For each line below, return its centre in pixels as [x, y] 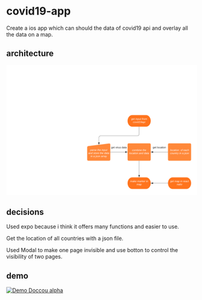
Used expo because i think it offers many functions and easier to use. [93, 227]
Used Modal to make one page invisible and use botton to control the [92, 250]
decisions [25, 212]
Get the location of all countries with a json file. [65, 239]
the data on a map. [30, 34]
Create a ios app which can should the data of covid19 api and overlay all [97, 28]
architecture [30, 54]
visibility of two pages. [34, 257]
